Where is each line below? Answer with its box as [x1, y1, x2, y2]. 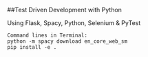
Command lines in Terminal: [7, 32, 88, 39]
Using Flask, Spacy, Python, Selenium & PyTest [7, 19, 141, 26]
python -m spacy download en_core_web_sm [7, 38, 128, 45]
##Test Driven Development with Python [7, 6, 123, 14]
